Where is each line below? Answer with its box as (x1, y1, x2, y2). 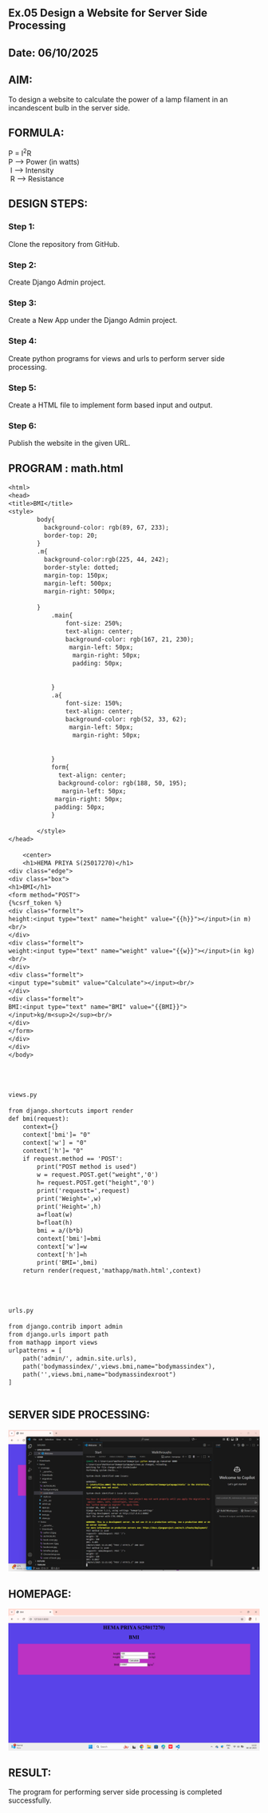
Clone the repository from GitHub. (8, 239, 120, 248)
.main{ (50, 611, 73, 620)
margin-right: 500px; (43, 587, 116, 596)
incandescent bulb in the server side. (8, 103, 130, 113)
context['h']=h (37, 1250, 88, 1259)
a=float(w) (37, 1211, 73, 1219)
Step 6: (8, 419, 37, 431)
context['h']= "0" (22, 1147, 84, 1155)
